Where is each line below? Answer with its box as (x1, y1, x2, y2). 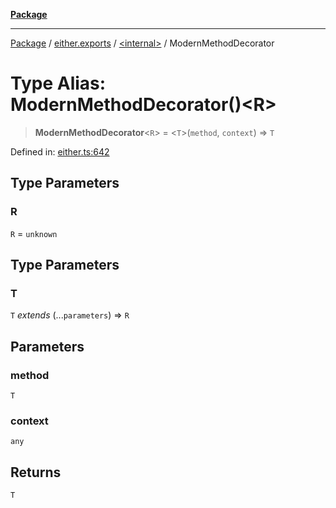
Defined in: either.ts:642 (10, 145, 110, 158)
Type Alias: (10, 72, 107, 95)
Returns (10, 464, 62, 481)
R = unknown (10, 227, 58, 239)
